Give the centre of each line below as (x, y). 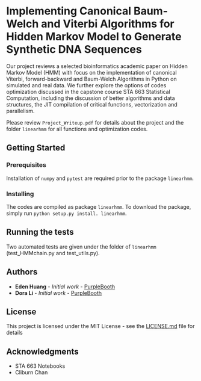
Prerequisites (26, 165)
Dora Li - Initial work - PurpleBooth (58, 293)
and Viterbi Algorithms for (108, 24)
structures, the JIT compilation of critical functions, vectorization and (92, 104)
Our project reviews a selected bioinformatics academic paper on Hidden (97, 66)
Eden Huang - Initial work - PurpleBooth (65, 287)
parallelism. (20, 111)
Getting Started (36, 148)
